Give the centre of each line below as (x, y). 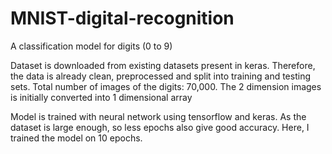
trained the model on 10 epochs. (76, 138)
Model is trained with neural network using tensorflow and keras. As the (158, 116)
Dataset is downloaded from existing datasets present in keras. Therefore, (163, 65)
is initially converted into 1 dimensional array (101, 97)
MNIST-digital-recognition (122, 18)
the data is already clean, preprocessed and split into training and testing (160, 76)
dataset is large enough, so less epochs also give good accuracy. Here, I (160, 127)
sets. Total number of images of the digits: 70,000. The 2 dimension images (166, 86)
